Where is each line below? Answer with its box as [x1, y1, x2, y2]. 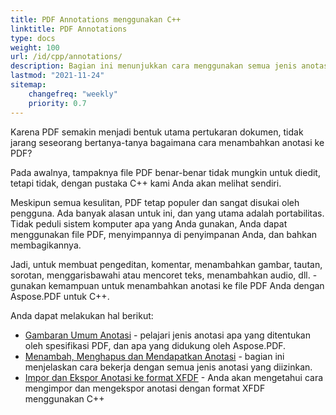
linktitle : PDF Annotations [10, 24, 128, 34]
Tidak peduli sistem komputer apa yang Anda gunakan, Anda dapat [10, 217, 288, 230]
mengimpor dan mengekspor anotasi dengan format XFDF [24, 382, 266, 394]
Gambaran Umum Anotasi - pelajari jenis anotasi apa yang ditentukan [24, 329, 311, 341]
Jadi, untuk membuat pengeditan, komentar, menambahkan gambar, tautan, [10, 258, 323, 270]
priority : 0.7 [28, 98, 87, 108]
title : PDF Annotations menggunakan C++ [10, 14, 182, 25]
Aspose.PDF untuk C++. [10, 290, 110, 302]
